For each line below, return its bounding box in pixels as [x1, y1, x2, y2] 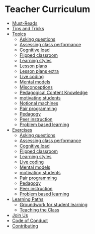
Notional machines [19, 100, 58, 106]
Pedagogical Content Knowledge [19, 89, 88, 95]
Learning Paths [12, 196, 44, 202]
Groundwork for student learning [19, 201, 88, 207]
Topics [12, 31, 26, 37]
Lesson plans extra [19, 68, 59, 74]
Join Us [12, 212, 28, 218]
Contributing [12, 222, 38, 229]
